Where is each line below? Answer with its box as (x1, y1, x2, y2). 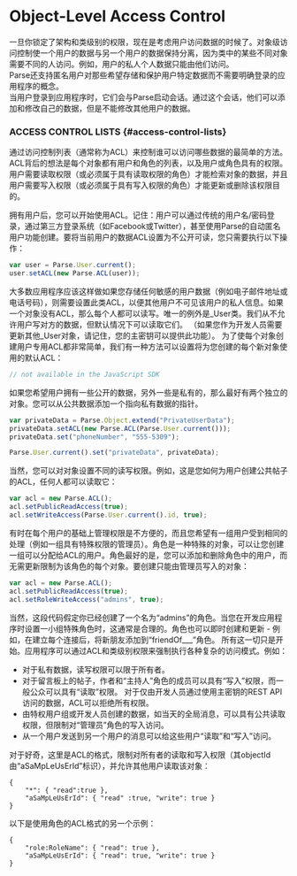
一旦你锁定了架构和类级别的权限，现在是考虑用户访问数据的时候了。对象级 (9, 36, 280, 47)
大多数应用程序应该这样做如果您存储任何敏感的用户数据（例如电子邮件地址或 (9, 286, 288, 296)
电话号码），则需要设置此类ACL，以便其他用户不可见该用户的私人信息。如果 (9, 296, 285, 307)
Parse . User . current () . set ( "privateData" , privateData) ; (9, 449, 219, 457)
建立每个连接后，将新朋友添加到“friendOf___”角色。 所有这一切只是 (32, 634, 277, 645)
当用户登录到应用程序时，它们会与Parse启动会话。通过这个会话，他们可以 (9, 91, 278, 103)
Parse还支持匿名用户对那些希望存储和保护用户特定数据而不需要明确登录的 (9, 69, 278, 81)
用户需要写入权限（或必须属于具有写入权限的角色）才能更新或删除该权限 (9, 180, 272, 191)
